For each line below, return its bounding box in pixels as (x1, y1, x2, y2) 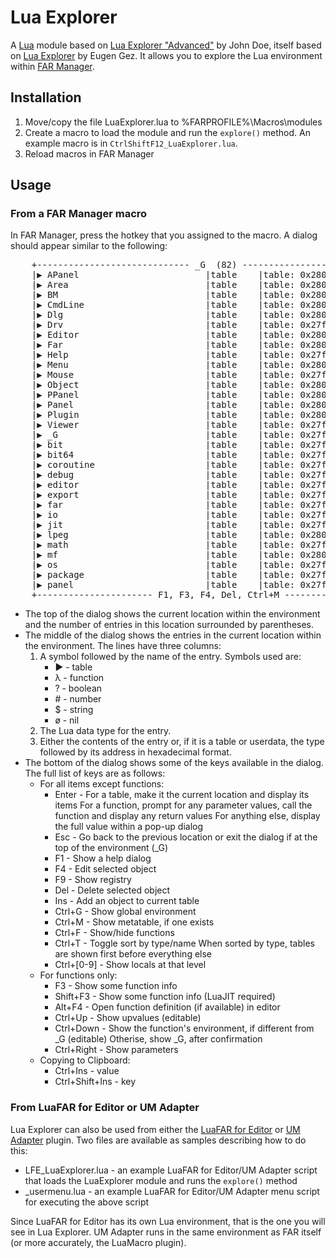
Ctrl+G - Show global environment (54, 906, 197, 918)
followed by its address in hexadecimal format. (39, 746, 232, 758)
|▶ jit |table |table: (31, 519, 296, 531)
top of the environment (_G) (54, 842, 169, 854)
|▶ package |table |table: (31, 569, 296, 581)
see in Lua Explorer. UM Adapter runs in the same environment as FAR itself (10, 1226, 322, 1238)
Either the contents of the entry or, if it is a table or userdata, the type (39, 736, 325, 748)
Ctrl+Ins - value (54, 1065, 120, 1077)
